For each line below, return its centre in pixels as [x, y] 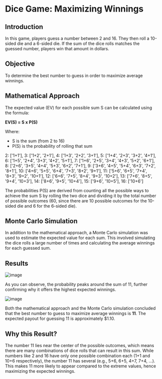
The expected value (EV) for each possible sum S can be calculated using [79, 107]
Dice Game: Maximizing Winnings [74, 9]
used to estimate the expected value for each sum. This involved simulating [80, 238]
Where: [12, 131]
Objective [20, 64]
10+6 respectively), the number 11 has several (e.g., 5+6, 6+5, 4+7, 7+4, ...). [80, 361]
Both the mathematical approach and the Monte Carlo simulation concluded [81, 308]
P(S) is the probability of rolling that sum [52, 146]
